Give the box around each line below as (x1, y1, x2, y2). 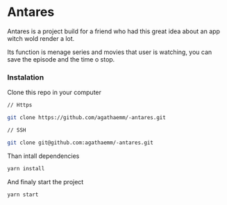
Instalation (7, 72, 44, 82)
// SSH (7, 126, 26, 134)
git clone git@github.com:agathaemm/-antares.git (7, 139, 154, 146)
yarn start (7, 191, 39, 198)
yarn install (7, 165, 45, 172)
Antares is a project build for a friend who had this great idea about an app (7, 27, 221, 35)
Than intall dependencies (7, 152, 80, 160)
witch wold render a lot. (7, 34, 75, 42)
